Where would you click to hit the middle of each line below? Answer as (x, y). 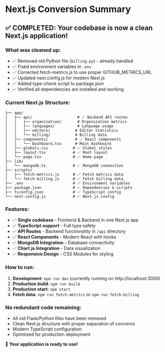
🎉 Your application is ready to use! (42, 344)
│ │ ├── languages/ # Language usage (59, 126)
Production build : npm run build (46, 284)
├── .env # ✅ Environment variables (68, 184)
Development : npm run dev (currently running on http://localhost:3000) (86, 278)
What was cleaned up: (33, 50)
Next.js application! (36, 35)
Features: (17, 209)
